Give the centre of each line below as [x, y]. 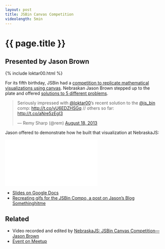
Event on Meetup [30, 241]
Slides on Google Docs [35, 193]
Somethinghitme [29, 204]
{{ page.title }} [35, 43]
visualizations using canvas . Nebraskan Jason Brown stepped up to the [78, 88]
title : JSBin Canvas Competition [39, 14]
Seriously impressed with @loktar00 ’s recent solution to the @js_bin [86, 103]
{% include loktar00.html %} [34, 73]
